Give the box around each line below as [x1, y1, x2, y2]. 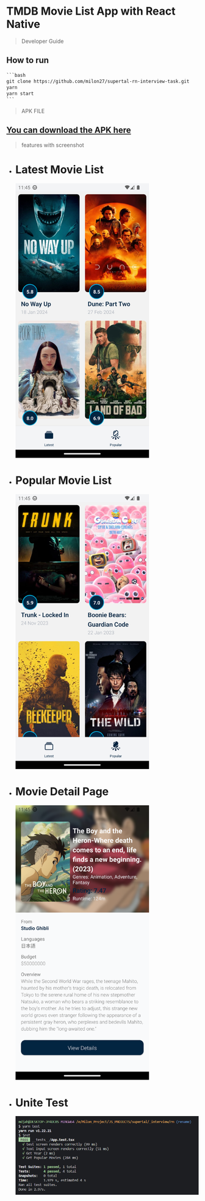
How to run [6, 55, 49, 65]
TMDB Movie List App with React [6, 4, 176, 18]
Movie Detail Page [15, 784, 109, 798]
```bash [6, 72, 26, 78]
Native [6, 17, 41, 31]
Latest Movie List [15, 162, 104, 177]
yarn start [6, 90, 34, 97]
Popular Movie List [15, 473, 112, 487]
